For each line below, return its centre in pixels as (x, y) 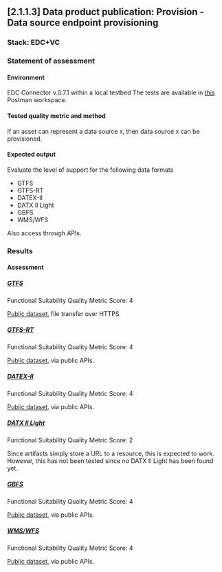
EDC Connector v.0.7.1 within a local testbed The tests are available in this (111, 92)
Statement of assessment (51, 61)
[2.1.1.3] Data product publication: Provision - (106, 12)
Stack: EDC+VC (34, 43)
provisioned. (25, 139)
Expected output (32, 155)
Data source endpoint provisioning (83, 23)
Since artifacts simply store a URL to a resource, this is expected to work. (111, 454)
